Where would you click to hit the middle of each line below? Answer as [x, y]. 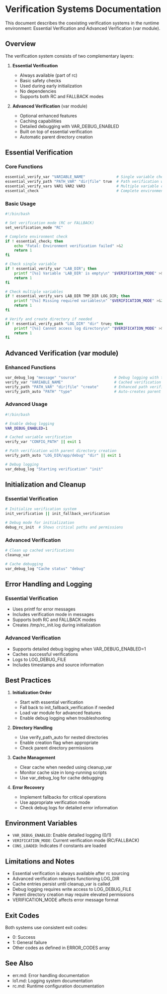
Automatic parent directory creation [56, 137]
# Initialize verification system [41, 509]
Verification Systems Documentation [83, 9]
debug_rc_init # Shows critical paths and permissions [64, 527]
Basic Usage [21, 204]
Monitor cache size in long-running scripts [63, 772]
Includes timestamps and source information [58, 665]
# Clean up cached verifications [40, 551]
